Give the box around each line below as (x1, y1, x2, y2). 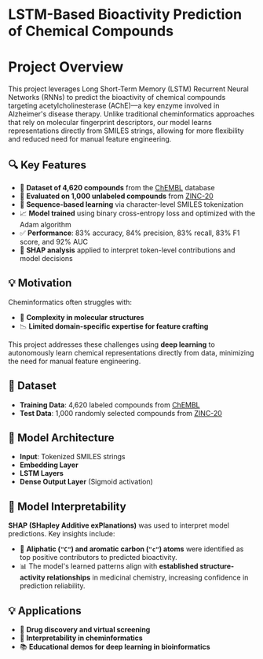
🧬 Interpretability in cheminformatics (19, 633, 143, 642)
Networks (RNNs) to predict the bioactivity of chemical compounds (8, 93, 226, 102)
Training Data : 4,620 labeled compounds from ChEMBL (19, 399, 200, 410)
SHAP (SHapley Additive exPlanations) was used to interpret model (8, 521, 230, 530)
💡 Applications (8, 604, 82, 617)
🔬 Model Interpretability (8, 499, 127, 513)
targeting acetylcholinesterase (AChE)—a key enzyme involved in (8, 101, 220, 111)
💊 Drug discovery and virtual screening (19, 625, 151, 634)
